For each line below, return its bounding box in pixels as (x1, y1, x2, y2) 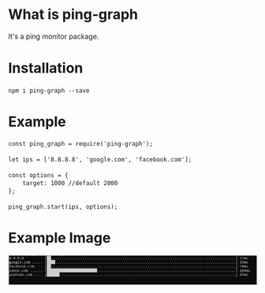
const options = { (8, 171, 69, 179)
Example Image (8, 229, 111, 247)
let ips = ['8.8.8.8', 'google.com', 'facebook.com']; (8, 155, 192, 163)
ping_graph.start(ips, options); (8, 202, 118, 210)
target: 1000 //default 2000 (22, 179, 118, 187)
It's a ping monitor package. (8, 32, 99, 41)
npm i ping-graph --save (8, 87, 90, 95)
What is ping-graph (8, 6, 139, 24)
